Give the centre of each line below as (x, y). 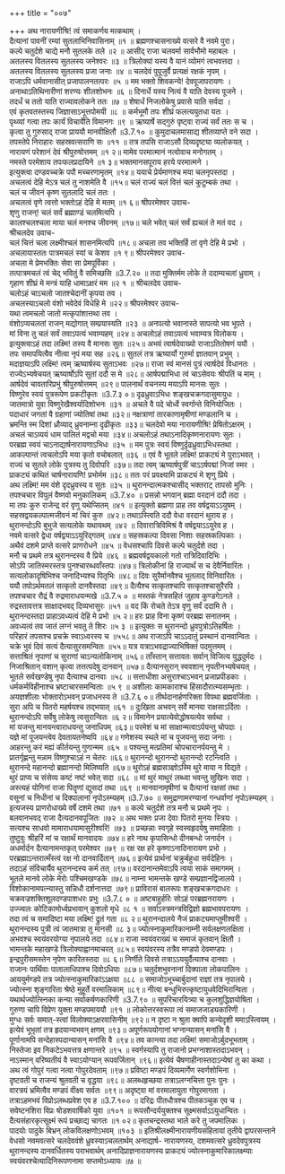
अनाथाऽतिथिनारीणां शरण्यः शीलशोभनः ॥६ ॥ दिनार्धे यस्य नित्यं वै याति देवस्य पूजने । (126, 91)
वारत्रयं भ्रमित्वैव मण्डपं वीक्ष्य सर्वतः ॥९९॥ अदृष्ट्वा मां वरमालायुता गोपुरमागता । (118, 1090)
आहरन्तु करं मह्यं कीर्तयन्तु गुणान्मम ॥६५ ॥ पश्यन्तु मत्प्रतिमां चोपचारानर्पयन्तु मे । (120, 747)
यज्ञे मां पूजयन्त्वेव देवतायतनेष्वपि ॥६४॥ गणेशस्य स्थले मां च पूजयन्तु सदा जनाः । (121, 737)
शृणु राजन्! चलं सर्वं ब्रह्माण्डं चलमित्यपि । (66, 213)
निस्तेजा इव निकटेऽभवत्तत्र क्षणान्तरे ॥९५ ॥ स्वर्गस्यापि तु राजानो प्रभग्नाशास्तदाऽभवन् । (130, 1050)
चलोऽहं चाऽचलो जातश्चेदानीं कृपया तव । (66, 293)
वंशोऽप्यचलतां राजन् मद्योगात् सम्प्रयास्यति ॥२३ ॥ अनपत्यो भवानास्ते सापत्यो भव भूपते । (131, 323)
